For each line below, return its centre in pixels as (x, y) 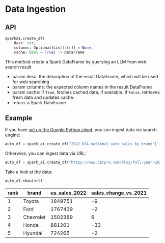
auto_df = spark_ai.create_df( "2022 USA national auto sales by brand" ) (81, 144)
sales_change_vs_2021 (119, 193)
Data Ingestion (36, 9)
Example (19, 118)
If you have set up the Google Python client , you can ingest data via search (81, 130)
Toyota (31, 201)
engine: (13, 135)
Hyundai (33, 233)
